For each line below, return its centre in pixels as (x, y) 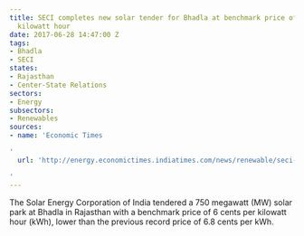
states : (24, 69)
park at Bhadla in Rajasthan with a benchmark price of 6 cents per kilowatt (148, 212)
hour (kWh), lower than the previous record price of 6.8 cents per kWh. (142, 222)
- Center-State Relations (58, 85)
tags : (19, 43)
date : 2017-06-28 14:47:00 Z (64, 34)
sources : (26, 127)
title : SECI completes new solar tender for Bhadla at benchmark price (147, 18)
